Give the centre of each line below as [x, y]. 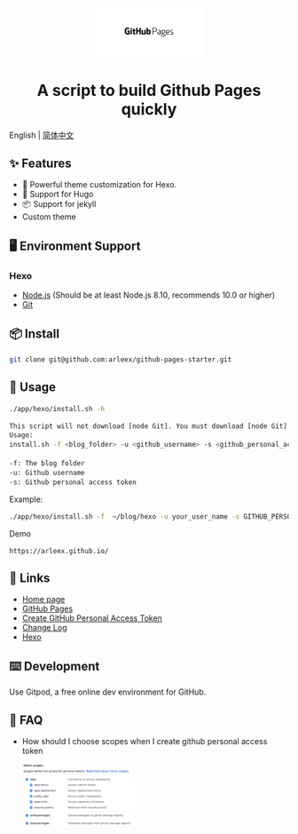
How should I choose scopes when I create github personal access [145, 741]
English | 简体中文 [42, 135]
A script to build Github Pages [149, 90]
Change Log [45, 628]
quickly [149, 109]
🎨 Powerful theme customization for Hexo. [99, 185]
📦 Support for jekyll [59, 204]
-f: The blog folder [47, 464]
